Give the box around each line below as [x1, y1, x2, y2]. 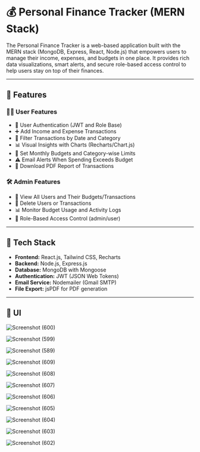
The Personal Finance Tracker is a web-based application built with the [6, 42, 181, 49]
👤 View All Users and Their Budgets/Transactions [14, 193, 136, 200]
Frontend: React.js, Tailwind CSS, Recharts [14, 253, 121, 260]
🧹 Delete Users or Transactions [14, 199, 92, 207]
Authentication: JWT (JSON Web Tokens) [14, 272, 119, 279]
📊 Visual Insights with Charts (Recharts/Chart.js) [14, 141, 135, 148]
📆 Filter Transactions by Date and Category [14, 134, 121, 141]
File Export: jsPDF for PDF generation [14, 285, 108, 292]
